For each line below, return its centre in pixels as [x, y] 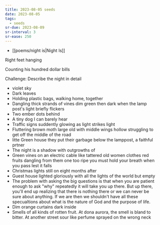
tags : [10, 18]
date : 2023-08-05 [23, 14]
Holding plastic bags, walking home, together [57, 98]
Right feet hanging [24, 60]
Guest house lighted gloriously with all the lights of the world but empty [84, 176]
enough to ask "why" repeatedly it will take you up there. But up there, [82, 186]
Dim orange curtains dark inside [44, 207]
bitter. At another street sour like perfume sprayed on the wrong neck [81, 217]
